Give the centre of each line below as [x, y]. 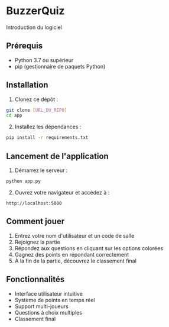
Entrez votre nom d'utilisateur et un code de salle [74, 235]
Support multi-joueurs [42, 306]
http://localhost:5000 [34, 203]
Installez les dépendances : [48, 127]
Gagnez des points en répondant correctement [72, 254]
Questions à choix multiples [48, 312]
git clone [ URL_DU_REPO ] [37, 110]
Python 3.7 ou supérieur [44, 60]
